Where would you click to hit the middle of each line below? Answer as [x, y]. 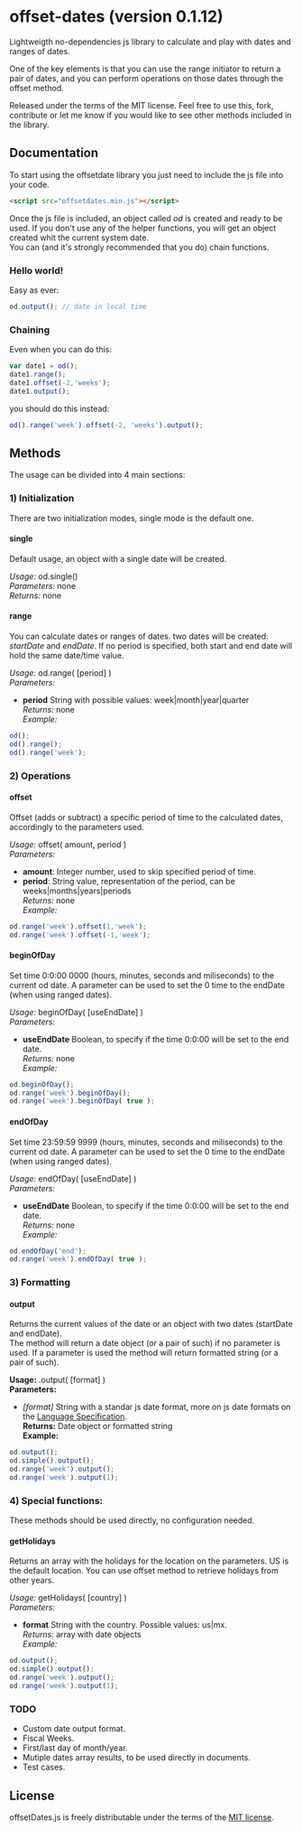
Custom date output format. [74, 1729]
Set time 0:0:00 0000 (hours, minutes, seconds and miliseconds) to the [142, 975]
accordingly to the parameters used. [77, 827]
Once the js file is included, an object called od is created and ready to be [146, 218]
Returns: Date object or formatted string [97, 1426]
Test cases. [44, 1767]
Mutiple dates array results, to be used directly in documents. [136, 1758]
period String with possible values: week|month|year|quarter [136, 700]
